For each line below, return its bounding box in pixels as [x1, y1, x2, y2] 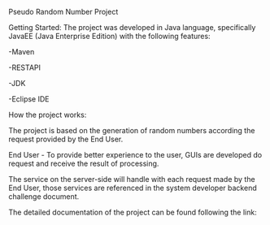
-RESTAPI [8, 63, 41, 72]
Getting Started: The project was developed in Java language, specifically [8, 23, 256, 32]
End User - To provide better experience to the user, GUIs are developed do [8, 150, 263, 159]
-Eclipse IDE [8, 94, 50, 104]
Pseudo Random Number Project [8, 7, 119, 16]
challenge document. [8, 192, 80, 201]
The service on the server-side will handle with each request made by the [8, 175, 255, 184]
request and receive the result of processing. [8, 158, 159, 168]
